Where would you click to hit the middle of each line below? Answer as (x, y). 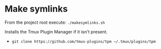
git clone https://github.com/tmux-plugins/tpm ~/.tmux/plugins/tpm (84, 41)
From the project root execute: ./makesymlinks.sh (55, 22)
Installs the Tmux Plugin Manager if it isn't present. (56, 32)
